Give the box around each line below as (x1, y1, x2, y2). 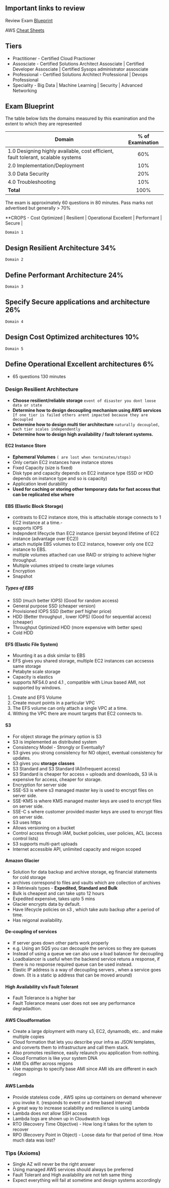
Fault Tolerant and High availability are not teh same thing (12, 1171, 132, 1178)
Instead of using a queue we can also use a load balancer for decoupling (12, 950, 163, 956)
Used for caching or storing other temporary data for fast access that (12, 486, 160, 492)
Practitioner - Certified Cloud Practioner (12, 55, 96, 61)
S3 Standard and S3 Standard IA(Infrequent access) (12, 765, 121, 771)
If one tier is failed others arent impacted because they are (12, 412, 148, 418)
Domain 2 (5, 257, 24, 262)
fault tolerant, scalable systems (8, 154, 81, 161)
